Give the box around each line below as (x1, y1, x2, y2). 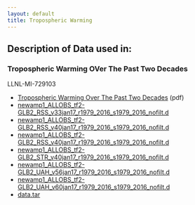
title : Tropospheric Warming (7, 17, 93, 24)
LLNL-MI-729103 (7, 80, 56, 88)
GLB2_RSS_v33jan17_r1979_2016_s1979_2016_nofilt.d (17, 108, 170, 117)
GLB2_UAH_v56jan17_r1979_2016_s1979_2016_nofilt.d (17, 168, 170, 176)
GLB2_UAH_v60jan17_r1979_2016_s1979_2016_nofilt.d (17, 183, 170, 192)
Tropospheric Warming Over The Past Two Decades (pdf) (17, 93, 184, 102)
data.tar (17, 190, 41, 199)
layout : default (7, 10, 55, 18)
